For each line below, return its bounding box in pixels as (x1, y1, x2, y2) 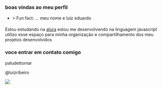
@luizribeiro (5, 70, 29, 75)
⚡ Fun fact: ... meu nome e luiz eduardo (12, 15, 91, 21)
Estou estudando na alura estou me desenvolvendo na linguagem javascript (5, 26, 158, 33)
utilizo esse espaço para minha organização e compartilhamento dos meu (5, 32, 154, 37)
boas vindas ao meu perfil (5, 4, 68, 11)
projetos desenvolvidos (5, 37, 52, 43)
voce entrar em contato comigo (5, 49, 81, 56)
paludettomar (5, 60, 32, 66)
